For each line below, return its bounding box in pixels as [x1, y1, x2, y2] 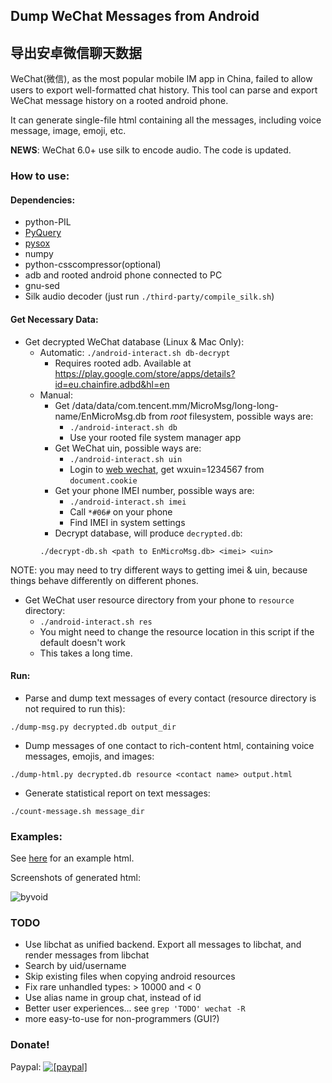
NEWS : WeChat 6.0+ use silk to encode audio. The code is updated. [10, 144, 292, 156]
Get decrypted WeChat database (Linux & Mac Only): [24, 335, 245, 348]
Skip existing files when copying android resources [24, 970, 236, 983]
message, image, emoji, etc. [10, 125, 127, 137]
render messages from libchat [24, 949, 150, 961]
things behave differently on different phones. [10, 574, 199, 586]
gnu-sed [24, 280, 60, 292]
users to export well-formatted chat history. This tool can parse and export [10, 84, 318, 96]
